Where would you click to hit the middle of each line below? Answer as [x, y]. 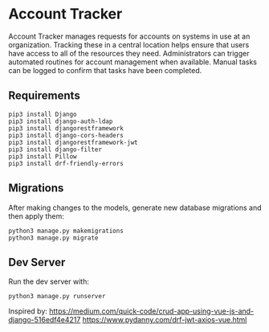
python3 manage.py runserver [57, 297]
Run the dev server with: [49, 281]
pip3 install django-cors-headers [66, 135]
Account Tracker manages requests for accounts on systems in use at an [129, 36]
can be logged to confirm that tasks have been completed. [105, 70]
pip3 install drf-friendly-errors [66, 163]
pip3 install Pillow [43, 156]
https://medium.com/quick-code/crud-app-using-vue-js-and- [152, 311]
